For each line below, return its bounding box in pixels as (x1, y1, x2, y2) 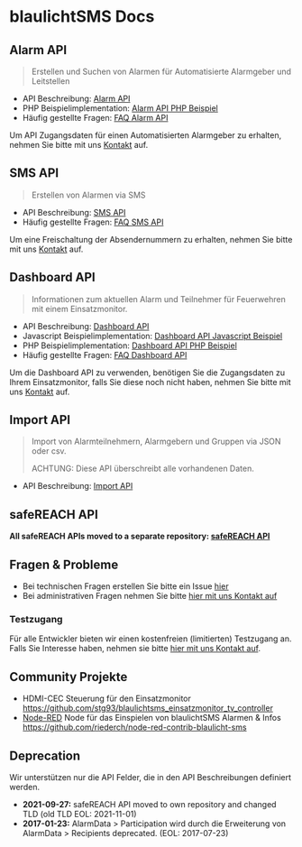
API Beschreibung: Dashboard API (22, 320, 150, 331)
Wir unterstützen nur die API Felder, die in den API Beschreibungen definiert (9, 771, 291, 782)
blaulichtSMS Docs (9, 6, 155, 27)
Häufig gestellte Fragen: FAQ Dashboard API (22, 349, 188, 360)
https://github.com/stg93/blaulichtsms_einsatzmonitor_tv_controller (22, 703, 273, 714)
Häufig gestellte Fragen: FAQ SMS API (22, 216, 164, 227)
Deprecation (9, 748, 81, 763)
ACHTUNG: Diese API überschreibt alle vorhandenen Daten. (31, 463, 254, 474)
